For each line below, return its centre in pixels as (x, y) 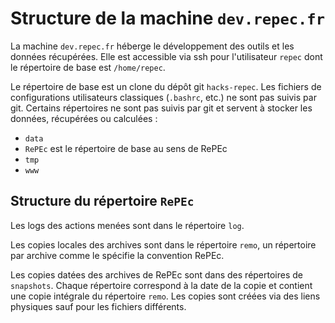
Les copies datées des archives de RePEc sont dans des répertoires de (157, 274)
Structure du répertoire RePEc (102, 201)
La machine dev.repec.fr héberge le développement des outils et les (152, 46)
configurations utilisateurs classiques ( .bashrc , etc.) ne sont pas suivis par (163, 97)
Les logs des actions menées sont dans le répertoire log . (127, 225)
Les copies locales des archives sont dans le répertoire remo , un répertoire (163, 244)
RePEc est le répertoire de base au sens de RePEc (126, 148)
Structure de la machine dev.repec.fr (168, 18)
